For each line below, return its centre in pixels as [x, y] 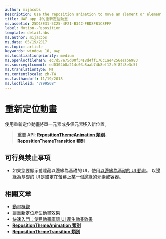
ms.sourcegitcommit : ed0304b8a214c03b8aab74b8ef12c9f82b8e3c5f [72, 65]
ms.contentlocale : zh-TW [31, 74]
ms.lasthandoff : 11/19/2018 [34, 79]
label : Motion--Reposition [33, 28]
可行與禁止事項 [28, 158]
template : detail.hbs [27, 33]
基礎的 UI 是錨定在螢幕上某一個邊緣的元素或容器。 [72, 177]
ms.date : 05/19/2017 [26, 42]
